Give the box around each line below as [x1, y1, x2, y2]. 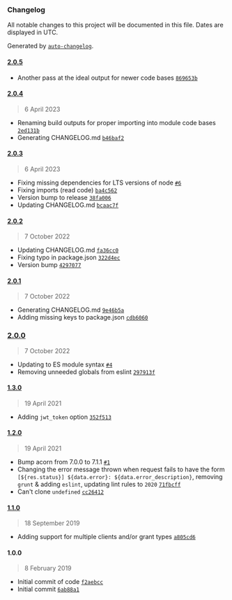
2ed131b [17, 127, 40, 134]
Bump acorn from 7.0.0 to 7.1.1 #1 [17, 458, 110, 466]
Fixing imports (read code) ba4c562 [17, 185, 118, 194]
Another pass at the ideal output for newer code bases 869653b [17, 73, 198, 82]
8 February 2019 [24, 564, 72, 573]
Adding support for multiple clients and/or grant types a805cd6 [17, 533, 196, 541]
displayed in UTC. [7, 28, 59, 36]
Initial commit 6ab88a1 [17, 585, 80, 594]
